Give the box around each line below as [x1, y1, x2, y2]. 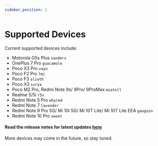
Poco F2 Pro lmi [11, 71, 45, 76]
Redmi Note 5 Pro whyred [11, 97, 63, 103]
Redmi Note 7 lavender [11, 102, 59, 108]
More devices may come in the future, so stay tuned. [4, 135, 113, 141]
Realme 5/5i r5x [11, 91, 44, 97]
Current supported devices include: [4, 45, 78, 51]
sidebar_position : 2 [4, 7, 48, 12]
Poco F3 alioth [11, 75, 44, 82]
